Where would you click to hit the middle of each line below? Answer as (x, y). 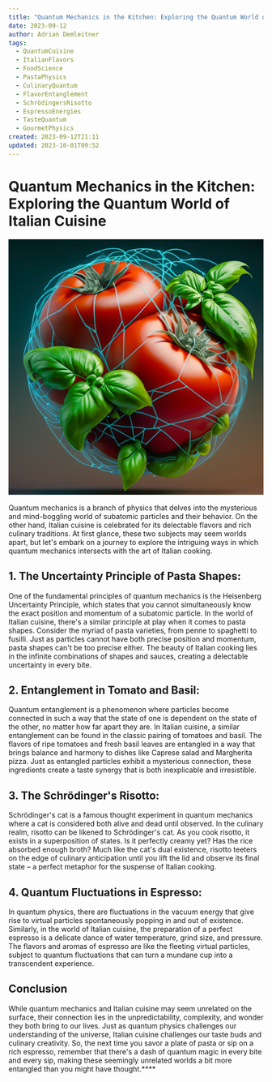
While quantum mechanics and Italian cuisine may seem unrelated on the (130, 1008)
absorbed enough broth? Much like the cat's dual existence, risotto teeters (133, 850)
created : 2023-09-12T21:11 (54, 137)
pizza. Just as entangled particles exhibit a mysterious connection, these (130, 762)
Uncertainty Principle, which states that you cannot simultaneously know (130, 604)
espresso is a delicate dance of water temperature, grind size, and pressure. (136, 938)
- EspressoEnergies (49, 111)
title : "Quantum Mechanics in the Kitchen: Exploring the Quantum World (134, 17)
